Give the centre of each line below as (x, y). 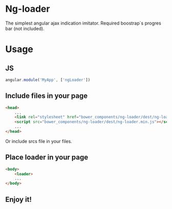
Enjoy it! (19, 200)
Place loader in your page (47, 158)
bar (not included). (25, 28)
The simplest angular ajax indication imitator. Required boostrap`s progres (83, 23)
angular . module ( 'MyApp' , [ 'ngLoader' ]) (48, 80)
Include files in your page (47, 96)
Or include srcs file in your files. (39, 141)
